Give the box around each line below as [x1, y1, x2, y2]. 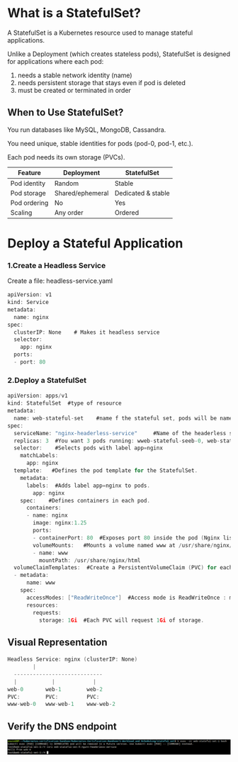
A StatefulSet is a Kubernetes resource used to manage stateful [7, 28, 193, 37]
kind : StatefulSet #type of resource [7, 400, 122, 407]
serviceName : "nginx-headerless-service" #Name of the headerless [13, 430, 227, 437]
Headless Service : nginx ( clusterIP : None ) [7, 656, 138, 663]
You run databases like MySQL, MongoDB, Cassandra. [7, 125, 166, 134]
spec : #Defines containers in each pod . [20, 497, 151, 504]
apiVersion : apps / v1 [7, 392, 69, 400]
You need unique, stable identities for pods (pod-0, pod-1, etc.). [7, 139, 193, 147]
